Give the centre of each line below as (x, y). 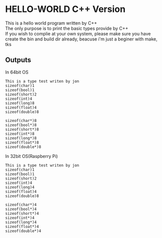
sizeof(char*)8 (21, 120)
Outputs (18, 60)
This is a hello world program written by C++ (51, 23)
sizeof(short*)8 (22, 129)
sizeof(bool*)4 (21, 209)
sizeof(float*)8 (22, 142)
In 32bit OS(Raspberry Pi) (32, 156)
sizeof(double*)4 (23, 231)
